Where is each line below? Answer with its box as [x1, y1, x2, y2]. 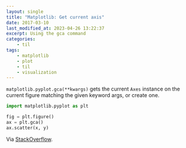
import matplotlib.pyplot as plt [6, 103, 89, 110]
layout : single [6, 8, 44, 15]
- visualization [17, 69, 57, 75]
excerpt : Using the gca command [6, 31, 86, 37]
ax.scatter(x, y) [6, 125, 49, 131]
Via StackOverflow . [6, 136, 53, 143]
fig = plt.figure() [6, 114, 54, 120]
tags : [6, 47, 20, 53]
